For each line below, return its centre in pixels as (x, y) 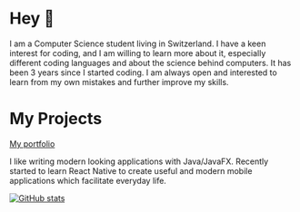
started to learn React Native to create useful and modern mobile (131, 170)
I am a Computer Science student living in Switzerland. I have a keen (138, 43)
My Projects (56, 119)
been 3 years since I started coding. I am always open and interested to (143, 72)
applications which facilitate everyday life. (88, 180)
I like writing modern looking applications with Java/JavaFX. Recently (139, 161)
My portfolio (32, 143)
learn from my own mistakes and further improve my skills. (119, 82)
